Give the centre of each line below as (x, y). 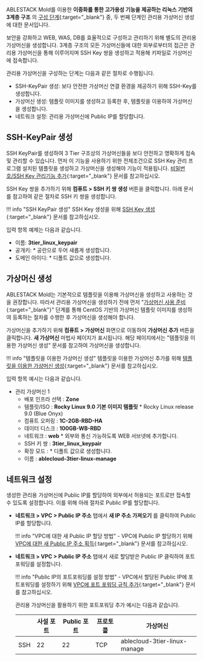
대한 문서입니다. (31, 25)
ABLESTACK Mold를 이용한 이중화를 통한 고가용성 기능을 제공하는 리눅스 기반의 (100, 9)
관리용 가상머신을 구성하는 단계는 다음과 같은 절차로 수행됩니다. (81, 73)
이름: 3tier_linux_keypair (46, 243)
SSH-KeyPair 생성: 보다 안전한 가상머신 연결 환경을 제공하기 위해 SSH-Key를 (106, 86)
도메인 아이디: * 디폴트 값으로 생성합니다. (63, 258)
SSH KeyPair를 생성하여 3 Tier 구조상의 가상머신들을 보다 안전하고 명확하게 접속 (101, 153)
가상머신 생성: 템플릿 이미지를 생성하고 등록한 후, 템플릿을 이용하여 (93, 101)
